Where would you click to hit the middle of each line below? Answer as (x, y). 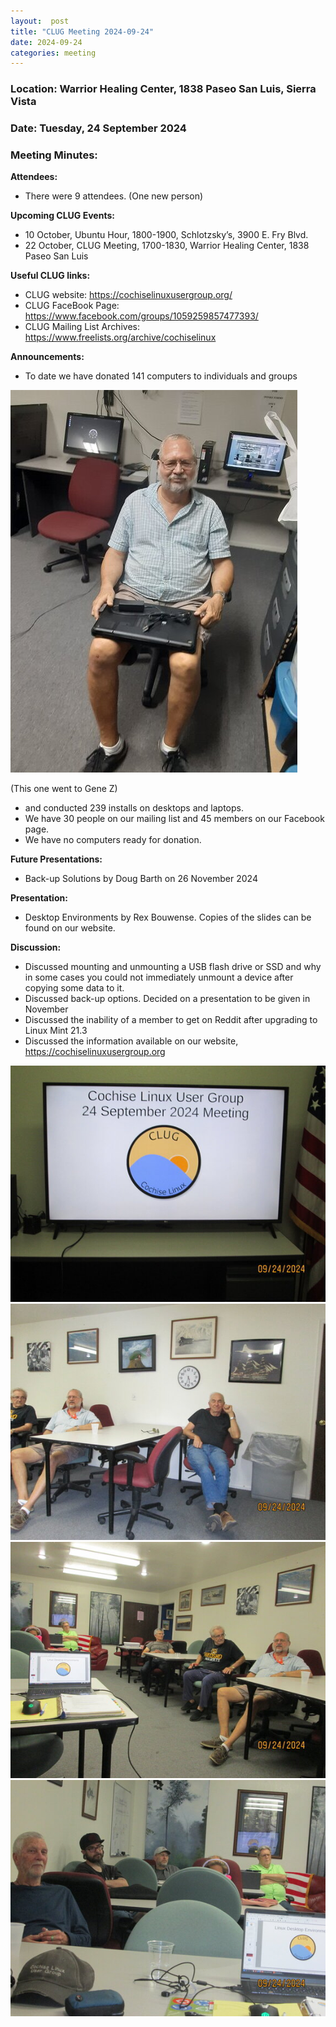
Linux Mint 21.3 (56, 1031)
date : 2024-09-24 (46, 42)
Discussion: (36, 947)
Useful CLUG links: (50, 276)
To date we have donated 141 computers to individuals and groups (161, 376)
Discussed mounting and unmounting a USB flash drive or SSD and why (173, 967)
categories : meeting (53, 53)
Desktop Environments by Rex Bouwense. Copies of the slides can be (168, 917)
